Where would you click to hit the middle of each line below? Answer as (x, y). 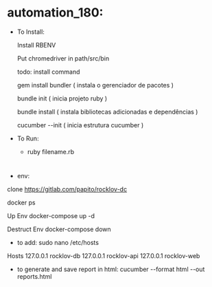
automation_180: (55, 13)
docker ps (21, 203)
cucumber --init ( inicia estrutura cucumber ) (80, 125)
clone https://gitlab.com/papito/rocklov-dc (67, 189)
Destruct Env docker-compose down (59, 229)
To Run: (28, 138)
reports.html (34, 277)
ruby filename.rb (51, 151)
